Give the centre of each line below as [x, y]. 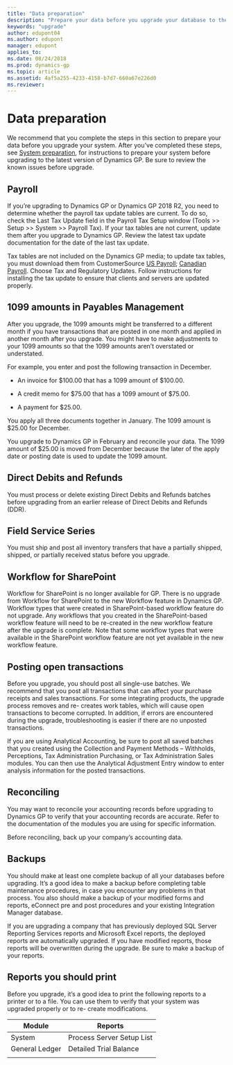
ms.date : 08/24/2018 [37, 59]
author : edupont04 [34, 33]
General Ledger [36, 1048]
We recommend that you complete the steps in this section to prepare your [114, 138]
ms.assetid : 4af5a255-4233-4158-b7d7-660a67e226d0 [82, 78]
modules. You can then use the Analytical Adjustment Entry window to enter [116, 764]
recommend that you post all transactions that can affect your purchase [110, 691]
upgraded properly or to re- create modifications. [78, 1008]
